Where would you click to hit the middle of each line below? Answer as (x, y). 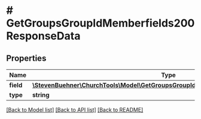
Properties (26, 58)
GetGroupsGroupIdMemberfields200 (100, 23)
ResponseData (43, 36)
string (41, 95)
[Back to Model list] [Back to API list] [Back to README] (75, 110)
